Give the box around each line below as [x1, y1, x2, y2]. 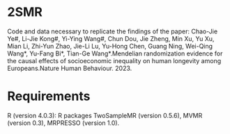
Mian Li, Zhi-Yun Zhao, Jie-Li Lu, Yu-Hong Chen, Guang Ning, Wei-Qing [7, 42, 213, 50]
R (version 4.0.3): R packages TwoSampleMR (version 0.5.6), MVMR [7, 111, 203, 119]
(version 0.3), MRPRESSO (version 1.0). [7, 119, 120, 127]
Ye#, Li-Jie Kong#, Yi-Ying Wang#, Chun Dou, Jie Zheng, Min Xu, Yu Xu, [7, 34, 215, 42]
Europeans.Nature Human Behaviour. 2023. [7, 64, 132, 72]
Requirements [7, 88, 91, 104]
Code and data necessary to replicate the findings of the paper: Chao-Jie [7, 27, 218, 35]
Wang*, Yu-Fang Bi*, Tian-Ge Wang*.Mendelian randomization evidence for [7, 49, 223, 58]
